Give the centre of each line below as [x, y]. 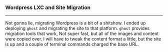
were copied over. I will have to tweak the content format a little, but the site [83, 39]
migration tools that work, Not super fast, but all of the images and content [82, 33]
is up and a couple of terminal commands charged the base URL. [72, 44]
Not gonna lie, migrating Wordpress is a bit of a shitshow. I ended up [75, 23]
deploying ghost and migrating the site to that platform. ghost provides [77, 28]
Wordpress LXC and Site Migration [48, 7]
